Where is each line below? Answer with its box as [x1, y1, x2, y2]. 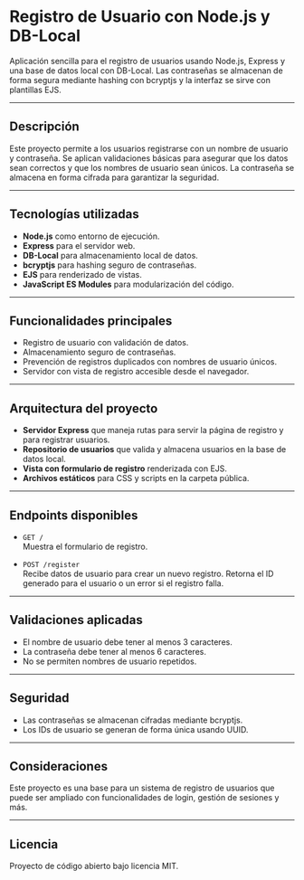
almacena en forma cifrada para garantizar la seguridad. [9, 172, 220, 183]
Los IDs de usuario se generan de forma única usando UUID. [22, 724, 249, 734]
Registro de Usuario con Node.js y [9, 6, 271, 27]
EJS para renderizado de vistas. [22, 269, 142, 279]
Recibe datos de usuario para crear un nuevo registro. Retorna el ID [22, 568, 274, 579]
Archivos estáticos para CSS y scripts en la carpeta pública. [22, 473, 250, 484]
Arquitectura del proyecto [9, 401, 158, 416]
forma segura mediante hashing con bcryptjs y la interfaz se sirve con [9, 74, 271, 85]
